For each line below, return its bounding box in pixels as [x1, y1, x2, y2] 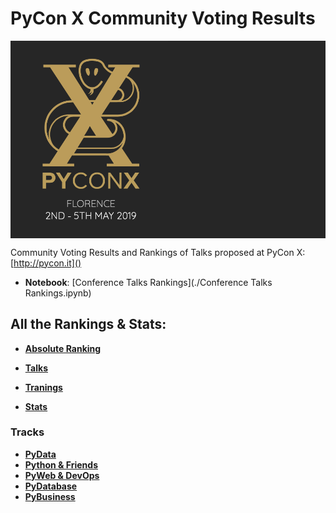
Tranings [24, 381, 63, 393]
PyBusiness [24, 490, 76, 502]
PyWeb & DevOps [24, 469, 100, 481]
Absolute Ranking [24, 342, 102, 354]
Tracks [10, 425, 45, 439]
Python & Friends [24, 458, 98, 471]
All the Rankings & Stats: [10, 316, 167, 333]
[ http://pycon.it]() [10, 257, 82, 269]
